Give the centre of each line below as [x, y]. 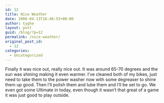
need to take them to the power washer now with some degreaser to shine [81, 79]
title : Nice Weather [26, 14]
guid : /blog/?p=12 [24, 32]
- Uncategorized [26, 55]
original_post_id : [24, 42]
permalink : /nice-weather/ [33, 37]
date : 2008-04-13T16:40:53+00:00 [39, 19]
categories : [17, 51]
